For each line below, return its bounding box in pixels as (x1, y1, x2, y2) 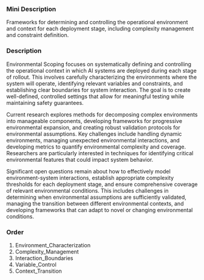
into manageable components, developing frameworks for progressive (6, 117, 183, 124)
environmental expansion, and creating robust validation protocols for (6, 124, 181, 131)
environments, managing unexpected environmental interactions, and (6, 136, 180, 144)
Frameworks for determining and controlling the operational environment (6, 19, 188, 26)
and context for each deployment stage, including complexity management (6, 25, 194, 32)
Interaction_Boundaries (15, 254, 73, 262)
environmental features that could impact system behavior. (6, 156, 154, 163)
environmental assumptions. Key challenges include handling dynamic (6, 130, 182, 138)
